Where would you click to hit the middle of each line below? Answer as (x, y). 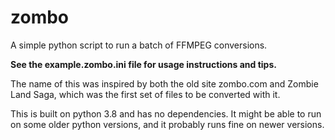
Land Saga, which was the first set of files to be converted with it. (145, 94)
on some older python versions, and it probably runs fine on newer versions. (167, 124)
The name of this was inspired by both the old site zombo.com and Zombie (164, 83)
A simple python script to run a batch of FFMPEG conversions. (139, 45)
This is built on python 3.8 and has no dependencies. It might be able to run (166, 113)
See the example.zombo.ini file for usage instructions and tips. (143, 64)
